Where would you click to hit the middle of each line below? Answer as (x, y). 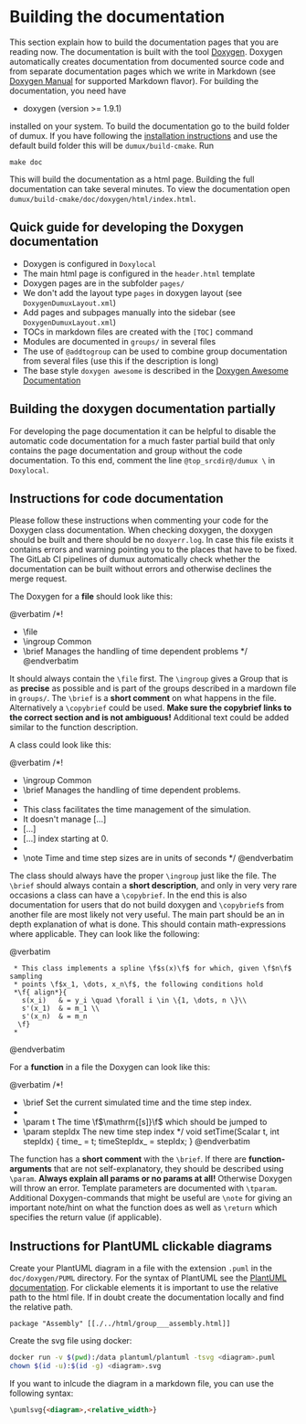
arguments (31, 1169)
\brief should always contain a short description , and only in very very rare (153, 886)
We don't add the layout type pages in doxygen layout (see (132, 292)
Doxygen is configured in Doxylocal (90, 263)
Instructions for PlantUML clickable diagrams (141, 1246)
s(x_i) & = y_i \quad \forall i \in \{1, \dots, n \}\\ (134, 1001)
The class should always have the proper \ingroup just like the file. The (143, 876)
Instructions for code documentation (116, 499)
